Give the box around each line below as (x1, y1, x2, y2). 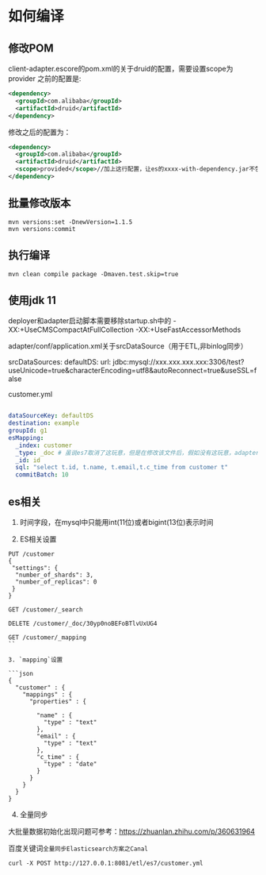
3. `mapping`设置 (8, 656, 63, 664)
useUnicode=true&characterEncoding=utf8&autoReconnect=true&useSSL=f (8, 366, 257, 376)
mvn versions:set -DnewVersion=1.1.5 (8, 218, 133, 226)
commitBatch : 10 (15, 471, 69, 479)
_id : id (15, 456, 41, 464)
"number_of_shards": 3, (15, 571, 93, 579)
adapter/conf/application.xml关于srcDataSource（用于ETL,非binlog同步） (8, 341, 248, 351)
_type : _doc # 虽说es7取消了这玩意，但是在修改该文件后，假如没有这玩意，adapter (15, 449, 260, 457)
